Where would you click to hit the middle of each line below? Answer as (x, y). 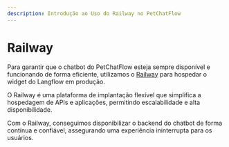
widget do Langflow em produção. (56, 81)
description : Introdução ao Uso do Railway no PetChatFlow (94, 13)
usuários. (20, 137)
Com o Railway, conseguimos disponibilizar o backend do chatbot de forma (115, 123)
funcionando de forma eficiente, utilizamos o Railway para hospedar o (107, 74)
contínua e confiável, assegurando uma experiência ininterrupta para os (110, 130)
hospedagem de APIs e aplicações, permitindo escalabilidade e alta (104, 102)
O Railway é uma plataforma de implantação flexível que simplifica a (104, 95)
